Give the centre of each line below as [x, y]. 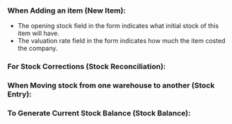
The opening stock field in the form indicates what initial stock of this [118, 26]
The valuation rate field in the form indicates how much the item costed [121, 41]
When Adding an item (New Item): [66, 11]
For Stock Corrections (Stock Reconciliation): [87, 67]
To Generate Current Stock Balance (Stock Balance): [99, 113]
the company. [37, 49]
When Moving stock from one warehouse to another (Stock [111, 85]
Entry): [19, 94]
